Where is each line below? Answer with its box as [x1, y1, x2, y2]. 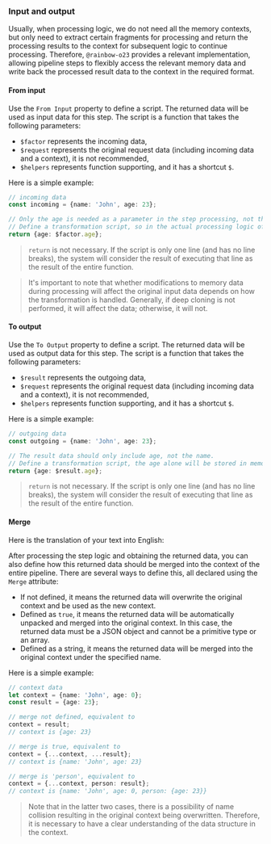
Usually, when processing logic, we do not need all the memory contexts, [8, 24, 252, 34]
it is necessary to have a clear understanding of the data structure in [27, 819, 256, 829]
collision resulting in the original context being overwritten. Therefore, [27, 810, 261, 821]
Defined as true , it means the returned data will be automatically [19, 609, 235, 619]
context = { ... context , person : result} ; [8, 779, 150, 788]
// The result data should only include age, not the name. [8, 451, 215, 460]
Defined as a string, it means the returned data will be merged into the [19, 644, 253, 653]
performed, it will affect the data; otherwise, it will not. [27, 303, 208, 313]
